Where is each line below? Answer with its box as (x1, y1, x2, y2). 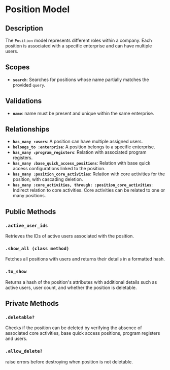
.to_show (5, 269, 27, 275)
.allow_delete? (5, 348, 43, 354)
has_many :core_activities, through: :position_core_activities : (12, 182, 153, 188)
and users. (5, 335, 28, 342)
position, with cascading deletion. (12, 176, 83, 182)
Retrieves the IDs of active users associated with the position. (5, 233, 134, 239)
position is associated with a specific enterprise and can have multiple (5, 43, 152, 49)
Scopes (5, 63, 30, 72)
